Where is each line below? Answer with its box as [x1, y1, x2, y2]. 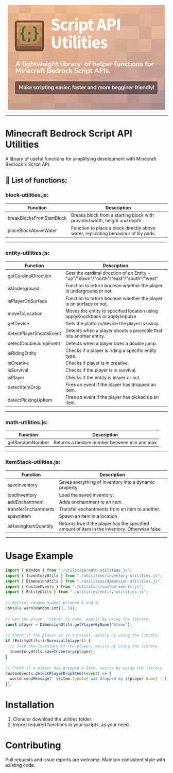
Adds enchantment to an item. [59, 499, 123, 505]
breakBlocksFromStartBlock [7, 215, 67, 221]
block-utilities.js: [5, 191, 49, 199]
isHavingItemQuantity [7, 523, 54, 530]
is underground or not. [65, 288, 113, 294]
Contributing [5, 740, 61, 751]
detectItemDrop [7, 384, 41, 391]
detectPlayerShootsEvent [7, 330, 61, 337]
